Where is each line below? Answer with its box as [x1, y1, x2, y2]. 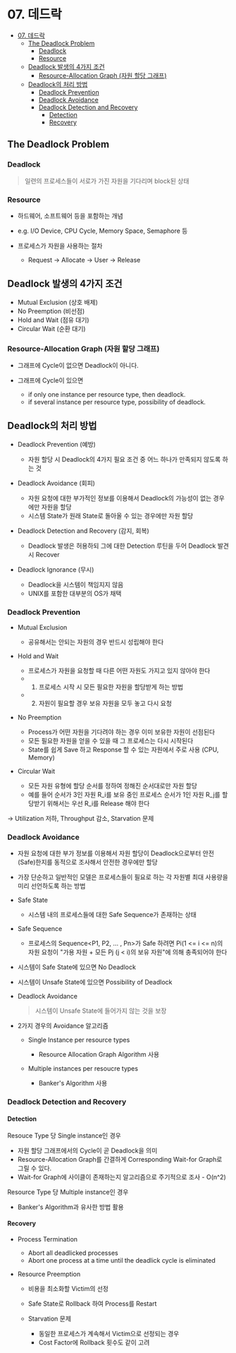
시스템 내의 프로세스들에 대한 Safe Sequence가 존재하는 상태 [27, 910, 197, 919]
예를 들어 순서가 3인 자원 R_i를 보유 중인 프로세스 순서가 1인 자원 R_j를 [27, 790, 221, 799]
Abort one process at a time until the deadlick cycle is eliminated [27, 1256, 216, 1264]
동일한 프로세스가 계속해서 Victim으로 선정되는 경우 [38, 1329, 180, 1337]
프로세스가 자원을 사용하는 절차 [17, 241, 103, 250]
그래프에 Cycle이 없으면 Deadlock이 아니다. [17, 361, 139, 370]
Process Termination [17, 1234, 78, 1243]
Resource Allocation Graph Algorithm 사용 [38, 1050, 160, 1059]
